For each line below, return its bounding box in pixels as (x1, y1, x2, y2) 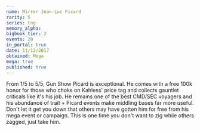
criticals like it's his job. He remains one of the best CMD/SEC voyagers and (6, 93, 192, 100)
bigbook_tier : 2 (6, 31, 47, 37)
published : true (6, 64, 47, 70)
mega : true (6, 58, 33, 64)
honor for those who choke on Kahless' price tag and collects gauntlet (6, 87, 179, 94)
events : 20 (6, 36, 33, 42)
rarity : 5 (6, 14, 31, 20)
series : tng (6, 20, 36, 26)
